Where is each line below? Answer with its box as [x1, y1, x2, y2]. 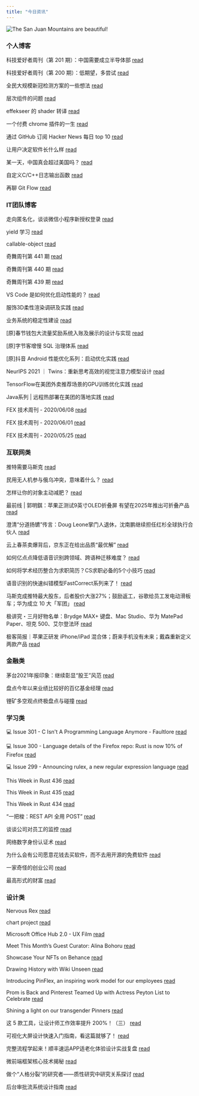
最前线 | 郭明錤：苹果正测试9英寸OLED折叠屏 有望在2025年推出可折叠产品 [6, 501, 190, 509]
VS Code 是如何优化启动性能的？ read [6, 291, 100, 299]
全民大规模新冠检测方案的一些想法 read [6, 82, 103, 89]
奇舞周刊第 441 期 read [6, 253, 63, 260]
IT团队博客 [6, 200, 37, 209]
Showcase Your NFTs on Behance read [6, 954, 103, 961]
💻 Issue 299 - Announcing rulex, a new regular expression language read [6, 763, 189, 770]
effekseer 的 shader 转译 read [6, 107, 80, 114]
